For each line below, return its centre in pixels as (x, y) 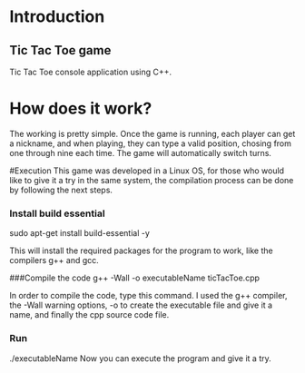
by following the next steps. (61, 190)
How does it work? (81, 108)
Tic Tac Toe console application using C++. (91, 72)
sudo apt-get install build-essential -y (79, 233)
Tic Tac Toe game (60, 50)
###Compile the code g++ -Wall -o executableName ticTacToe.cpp (135, 278)
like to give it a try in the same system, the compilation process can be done (152, 180)
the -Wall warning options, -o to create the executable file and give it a (141, 305)
